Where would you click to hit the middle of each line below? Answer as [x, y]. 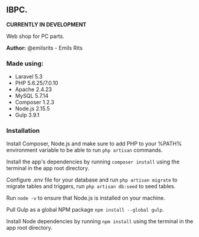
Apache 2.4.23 [33, 89]
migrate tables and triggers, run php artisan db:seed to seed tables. [91, 186]
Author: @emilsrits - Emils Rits [45, 48]
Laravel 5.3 [29, 77]
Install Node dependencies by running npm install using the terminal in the [100, 221]
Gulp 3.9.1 [27, 115]
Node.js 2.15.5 [32, 109]
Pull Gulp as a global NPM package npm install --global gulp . [85, 210]
